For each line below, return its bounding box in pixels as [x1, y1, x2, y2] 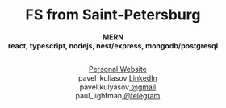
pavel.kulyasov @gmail [79, 82, 157, 92]
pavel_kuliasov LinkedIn [77, 73, 157, 82]
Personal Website [89, 64, 147, 74]
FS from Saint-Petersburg [25, 6, 201, 24]
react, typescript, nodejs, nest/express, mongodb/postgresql [8, 40, 218, 50]
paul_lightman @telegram [75, 91, 161, 101]
